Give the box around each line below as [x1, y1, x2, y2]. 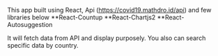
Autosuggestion [7, 21, 53, 28]
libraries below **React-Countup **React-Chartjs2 [7, 13, 156, 21]
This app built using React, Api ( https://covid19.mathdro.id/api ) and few [7, 6, 212, 14]
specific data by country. [7, 41, 79, 49]
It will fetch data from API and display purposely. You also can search [7, 34, 206, 42]
